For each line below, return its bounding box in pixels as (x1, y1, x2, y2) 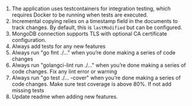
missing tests (11, 87, 44, 94)
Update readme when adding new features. (11, 93, 119, 100)
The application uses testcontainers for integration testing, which (11, 5, 171, 12)
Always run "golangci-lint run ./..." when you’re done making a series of (11, 62, 187, 69)
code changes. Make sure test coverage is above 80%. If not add (11, 81, 172, 88)
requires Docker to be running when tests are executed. (11, 11, 148, 18)
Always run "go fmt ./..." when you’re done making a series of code (11, 49, 176, 56)
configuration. (11, 37, 46, 43)
